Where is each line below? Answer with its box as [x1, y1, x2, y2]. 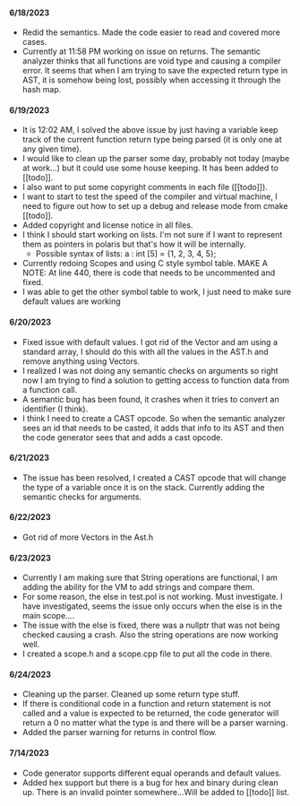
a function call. [21, 384, 78, 394]
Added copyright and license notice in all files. [21, 220, 193, 230]
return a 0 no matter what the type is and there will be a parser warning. [21, 717, 288, 728]
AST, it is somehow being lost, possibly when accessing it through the [21, 74, 281, 85]
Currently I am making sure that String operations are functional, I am [21, 572, 278, 583]
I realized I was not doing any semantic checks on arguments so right [21, 365, 279, 376]
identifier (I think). [21, 403, 89, 414]
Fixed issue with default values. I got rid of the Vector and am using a [21, 336, 278, 347]
